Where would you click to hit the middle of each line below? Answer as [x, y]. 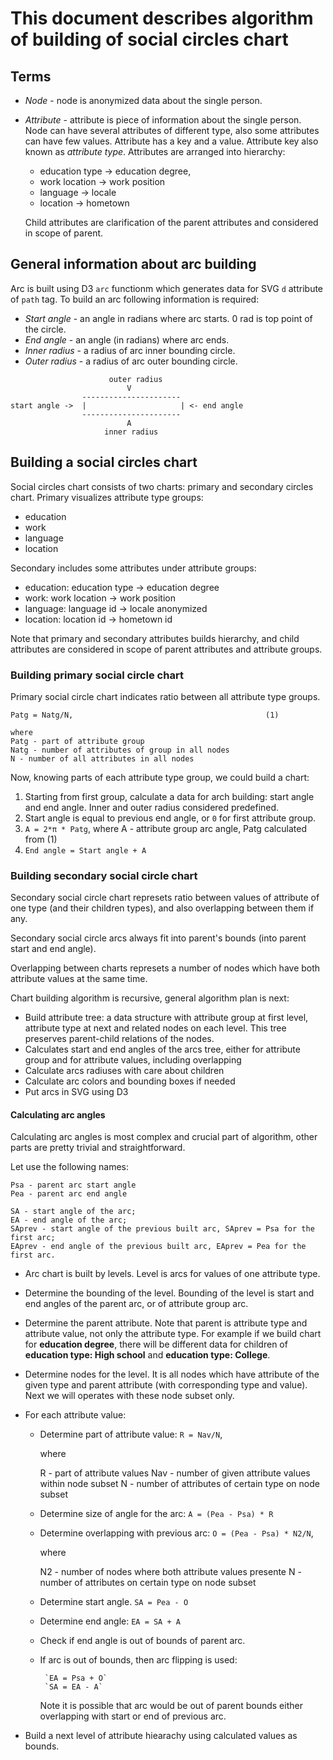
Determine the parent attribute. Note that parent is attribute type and [166, 1323]
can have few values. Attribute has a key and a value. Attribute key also [171, 141]
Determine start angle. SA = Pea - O [114, 1602]
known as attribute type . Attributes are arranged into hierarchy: [155, 151]
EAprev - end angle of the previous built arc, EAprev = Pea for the [158, 1247]
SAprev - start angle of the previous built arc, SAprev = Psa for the [162, 1229]
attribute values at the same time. [79, 979]
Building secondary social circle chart [104, 875]
